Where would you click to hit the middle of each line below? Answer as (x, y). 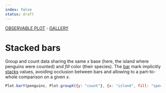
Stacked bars (33, 48)
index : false (19, 10)
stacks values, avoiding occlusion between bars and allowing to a (72, 72)
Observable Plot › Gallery (37, 28)
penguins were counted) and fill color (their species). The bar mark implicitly (83, 67)
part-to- (148, 72)
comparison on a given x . (44, 77)
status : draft (20, 14)
